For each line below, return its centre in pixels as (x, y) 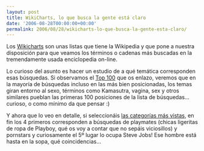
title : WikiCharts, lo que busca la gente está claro (76, 18)
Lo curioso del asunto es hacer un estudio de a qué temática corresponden (101, 72)
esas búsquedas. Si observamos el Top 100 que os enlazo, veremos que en (101, 78)
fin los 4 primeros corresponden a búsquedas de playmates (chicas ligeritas (102, 122)
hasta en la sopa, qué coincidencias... (54, 142)
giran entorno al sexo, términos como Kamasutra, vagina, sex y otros (93, 91)
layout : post (23, 12)
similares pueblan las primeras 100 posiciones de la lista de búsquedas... (98, 97)
